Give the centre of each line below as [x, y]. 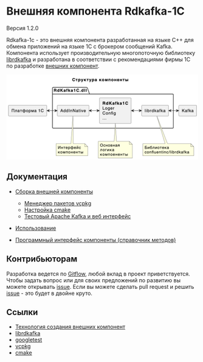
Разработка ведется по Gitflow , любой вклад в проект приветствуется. [98, 274]
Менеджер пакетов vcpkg [58, 203]
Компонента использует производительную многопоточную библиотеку [101, 52]
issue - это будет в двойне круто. [50, 293]
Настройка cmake [47, 210]
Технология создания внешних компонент [70, 327]
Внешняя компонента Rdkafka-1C [95, 11]
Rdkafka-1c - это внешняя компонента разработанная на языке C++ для [100, 40]
